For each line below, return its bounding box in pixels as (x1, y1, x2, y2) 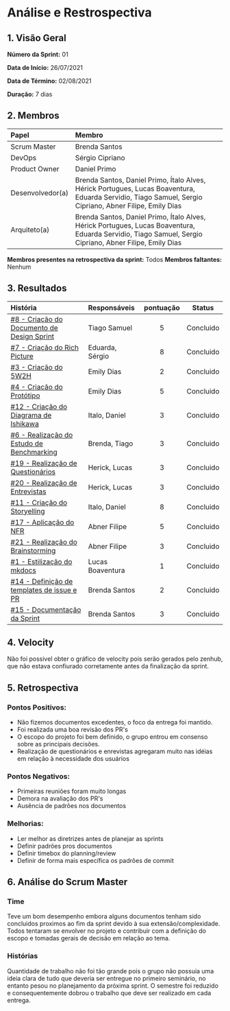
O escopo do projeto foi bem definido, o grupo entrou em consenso (16, 733, 208, 741)
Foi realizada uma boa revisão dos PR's (16, 725, 129, 734)
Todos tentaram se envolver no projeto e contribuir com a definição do (7, 927, 207, 935)
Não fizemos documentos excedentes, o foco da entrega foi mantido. (16, 718, 213, 727)
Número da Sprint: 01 (7, 50, 68, 58)
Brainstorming (10, 546, 56, 555)
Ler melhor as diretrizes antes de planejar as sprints (16, 834, 164, 842)
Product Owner (10, 164, 60, 173)
